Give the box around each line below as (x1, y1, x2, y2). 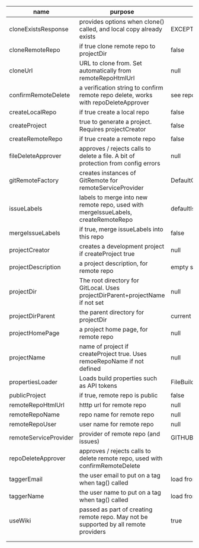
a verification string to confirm (79, 84, 163, 91)
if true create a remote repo (79, 135, 156, 143)
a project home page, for (79, 326, 148, 333)
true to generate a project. (79, 118, 152, 126)
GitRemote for (79, 176, 118, 184)
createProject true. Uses (79, 350, 147, 358)
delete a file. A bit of (79, 152, 135, 160)
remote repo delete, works (79, 91, 153, 99)
